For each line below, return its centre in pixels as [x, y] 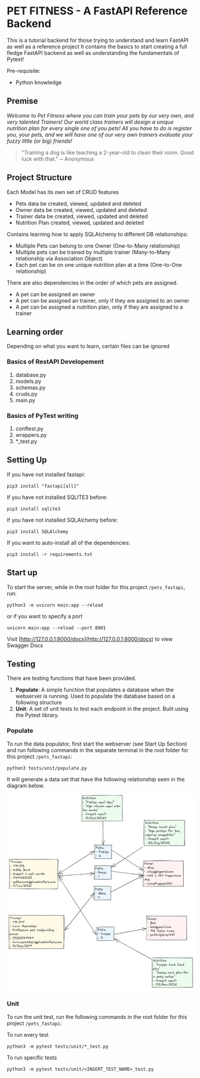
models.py [28, 381]
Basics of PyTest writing [43, 415]
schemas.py [30, 387]
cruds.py [26, 394]
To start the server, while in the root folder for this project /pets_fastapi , [96, 587]
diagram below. [26, 786]
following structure [39, 703]
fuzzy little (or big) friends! [39, 141]
